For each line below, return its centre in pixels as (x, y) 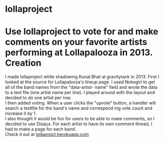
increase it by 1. (21, 113)
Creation (23, 63)
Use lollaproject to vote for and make (82, 32)
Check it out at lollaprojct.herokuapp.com (47, 135)
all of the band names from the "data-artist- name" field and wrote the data (81, 87)
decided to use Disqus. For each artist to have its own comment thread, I (79, 124)
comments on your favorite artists (76, 42)
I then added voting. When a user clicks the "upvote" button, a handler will (81, 103)
